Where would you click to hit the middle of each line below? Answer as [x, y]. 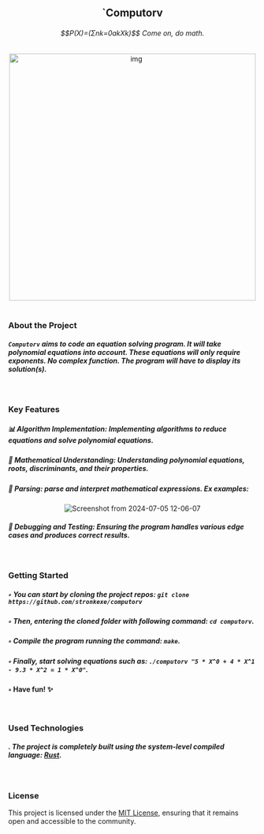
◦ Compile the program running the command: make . [95, 641]
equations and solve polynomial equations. [81, 440]
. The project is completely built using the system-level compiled [116, 747]
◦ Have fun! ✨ [31, 689]
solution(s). [28, 369]
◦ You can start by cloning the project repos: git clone [99, 594]
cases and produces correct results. [69, 535]
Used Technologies [46, 728]
